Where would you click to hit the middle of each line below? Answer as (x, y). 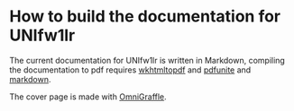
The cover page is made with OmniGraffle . (88, 97)
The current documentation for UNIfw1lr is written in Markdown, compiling (147, 60)
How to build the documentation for (145, 17)
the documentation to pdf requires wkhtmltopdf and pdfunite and (130, 70)
